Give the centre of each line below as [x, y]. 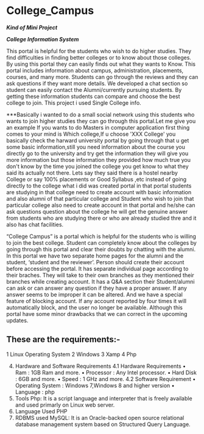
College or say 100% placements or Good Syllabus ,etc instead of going [97, 179]
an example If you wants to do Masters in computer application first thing [98, 127]
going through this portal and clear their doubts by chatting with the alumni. [101, 249]
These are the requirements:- [63, 339]
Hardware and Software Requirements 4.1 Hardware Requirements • [100, 366]
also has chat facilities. [35, 224]
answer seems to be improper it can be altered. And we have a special [94, 294]
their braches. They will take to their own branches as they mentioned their [100, 275]
